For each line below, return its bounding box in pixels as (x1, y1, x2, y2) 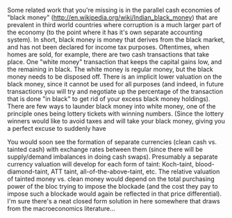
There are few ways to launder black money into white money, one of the (7, 102, 217, 110)
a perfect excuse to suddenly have (7, 125, 106, 132)
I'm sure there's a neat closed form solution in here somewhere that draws (7, 197, 220, 205)
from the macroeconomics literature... (7, 205, 116, 212)
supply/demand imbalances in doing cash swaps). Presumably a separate (7, 153, 218, 161)
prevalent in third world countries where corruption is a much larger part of (7, 21, 222, 29)
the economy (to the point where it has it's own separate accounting (7, 28, 203, 36)
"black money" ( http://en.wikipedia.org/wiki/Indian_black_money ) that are (7, 13, 218, 22)
